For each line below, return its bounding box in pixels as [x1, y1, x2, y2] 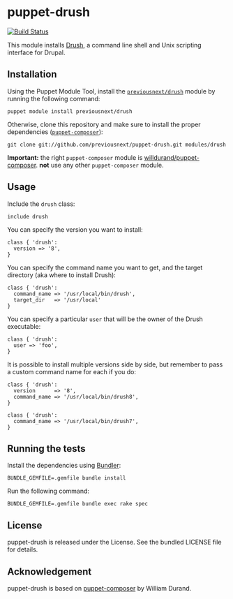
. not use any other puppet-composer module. [36, 161, 164, 169]
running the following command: [7, 94, 100, 103]
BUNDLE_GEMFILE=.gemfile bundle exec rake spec [7, 501, 149, 508]
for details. [7, 545, 38, 554]
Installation [7, 68, 57, 80]
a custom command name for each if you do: [7, 367, 137, 376]
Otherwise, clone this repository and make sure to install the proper [7, 120, 201, 128]
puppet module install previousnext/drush [7, 108, 133, 115]
